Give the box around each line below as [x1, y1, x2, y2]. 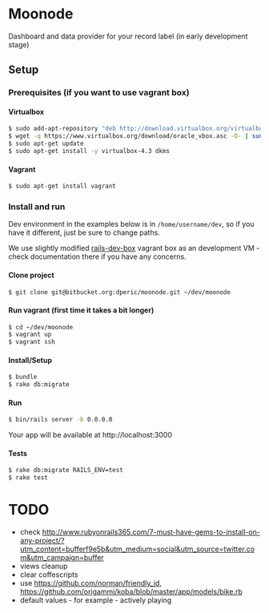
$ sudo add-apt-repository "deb [8, 125, 116, 133]
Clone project [8, 270, 54, 280]
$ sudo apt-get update [8, 139, 84, 148]
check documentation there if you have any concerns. [8, 252, 187, 261]
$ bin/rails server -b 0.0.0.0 [8, 416, 113, 424]
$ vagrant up [8, 330, 52, 339]
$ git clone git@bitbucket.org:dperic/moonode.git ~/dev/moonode [8, 288, 231, 296]
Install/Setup [8, 355, 53, 365]
